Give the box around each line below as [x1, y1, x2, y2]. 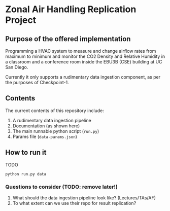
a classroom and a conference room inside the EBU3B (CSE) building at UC [5, 59, 162, 64]
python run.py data [5, 171, 47, 177]
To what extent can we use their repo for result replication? [12, 200, 137, 206]
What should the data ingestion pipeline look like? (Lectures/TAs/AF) [12, 194, 156, 201]
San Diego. [5, 64, 28, 70]
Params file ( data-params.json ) [12, 133, 78, 139]
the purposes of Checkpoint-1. [5, 80, 70, 85]
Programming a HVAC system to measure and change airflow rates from [5, 48, 156, 54]
